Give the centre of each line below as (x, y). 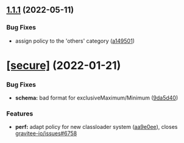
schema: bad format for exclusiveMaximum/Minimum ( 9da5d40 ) (97, 98)
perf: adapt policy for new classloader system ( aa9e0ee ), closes (96, 127)
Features (20, 114)
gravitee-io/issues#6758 (46, 133)
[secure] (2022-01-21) (64, 65)
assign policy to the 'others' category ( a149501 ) (75, 41)
